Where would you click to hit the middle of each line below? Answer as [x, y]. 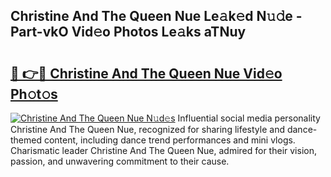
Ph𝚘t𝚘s [34, 94]
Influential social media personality [249, 118]
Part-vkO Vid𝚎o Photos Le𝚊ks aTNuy [128, 32]
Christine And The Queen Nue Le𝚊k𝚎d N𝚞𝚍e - [156, 16]
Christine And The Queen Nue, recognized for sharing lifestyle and [147, 129]
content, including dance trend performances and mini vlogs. [169, 140]
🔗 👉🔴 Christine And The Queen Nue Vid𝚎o [146, 73]
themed [26, 140]
